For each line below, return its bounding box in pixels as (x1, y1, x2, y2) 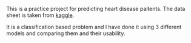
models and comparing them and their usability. (6, 30, 126, 37)
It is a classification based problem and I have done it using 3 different (6, 24, 182, 30)
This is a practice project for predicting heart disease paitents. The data (6, 5, 186, 12)
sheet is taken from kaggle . (6, 12, 75, 19)
